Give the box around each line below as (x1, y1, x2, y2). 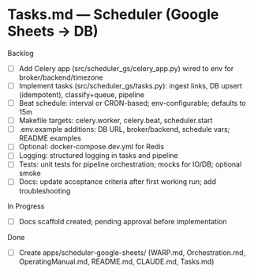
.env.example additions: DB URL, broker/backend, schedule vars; (18, 125, 230, 134)
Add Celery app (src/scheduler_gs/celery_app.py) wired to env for (18, 63, 234, 73)
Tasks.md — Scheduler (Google (7, 6, 219, 24)
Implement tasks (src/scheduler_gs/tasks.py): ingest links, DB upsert (18, 81, 242, 90)
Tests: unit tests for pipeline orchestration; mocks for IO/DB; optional (18, 160, 242, 169)
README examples (18, 133, 82, 143)
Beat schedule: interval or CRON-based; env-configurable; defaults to (18, 99, 246, 108)
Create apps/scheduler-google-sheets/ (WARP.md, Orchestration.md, (18, 247, 246, 257)
